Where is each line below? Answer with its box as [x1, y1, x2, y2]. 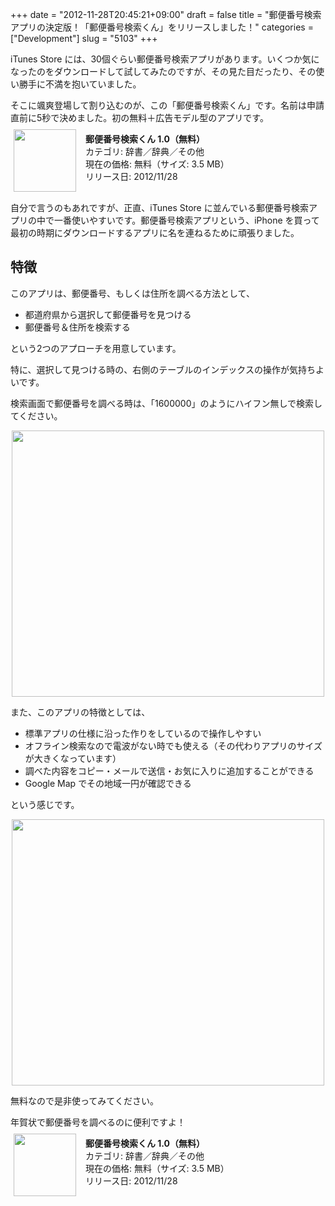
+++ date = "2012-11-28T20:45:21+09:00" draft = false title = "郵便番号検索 [10, 9, 322, 20]
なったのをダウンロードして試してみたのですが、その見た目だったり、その [10, 66, 317, 77]
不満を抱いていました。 [44, 78, 142, 90]
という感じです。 [10, 798, 80, 810]
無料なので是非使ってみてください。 [10, 1094, 159, 1107]
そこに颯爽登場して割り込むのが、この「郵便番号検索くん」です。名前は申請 [10, 99, 325, 111]
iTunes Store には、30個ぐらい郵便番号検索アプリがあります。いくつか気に [10, 53, 320, 65]
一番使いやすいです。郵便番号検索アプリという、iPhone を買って [53, 214, 320, 226]
